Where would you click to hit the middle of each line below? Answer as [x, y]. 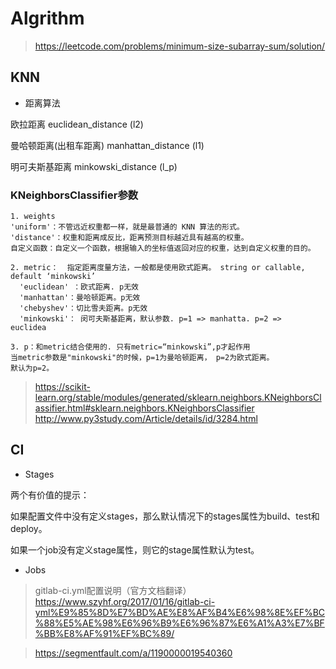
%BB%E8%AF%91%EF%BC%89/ [104, 633]
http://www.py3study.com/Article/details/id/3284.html [146, 419]
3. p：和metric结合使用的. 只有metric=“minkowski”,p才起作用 [130, 347]
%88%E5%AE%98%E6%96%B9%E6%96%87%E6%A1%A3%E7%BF [179, 623]
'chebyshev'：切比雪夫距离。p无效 [83, 308]
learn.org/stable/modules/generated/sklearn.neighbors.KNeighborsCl [178, 398]
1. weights [33, 217]
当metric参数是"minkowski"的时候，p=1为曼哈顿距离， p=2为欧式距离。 [142, 358]
